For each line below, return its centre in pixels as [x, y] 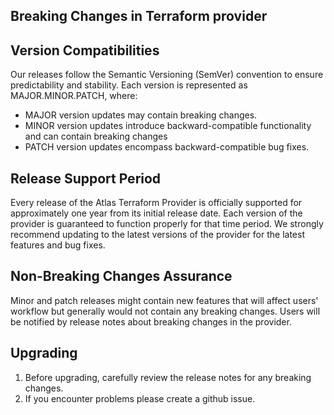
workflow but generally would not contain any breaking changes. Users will [165, 311]
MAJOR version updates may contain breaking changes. [141, 115]
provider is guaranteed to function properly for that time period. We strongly [167, 224]
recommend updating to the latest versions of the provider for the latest [157, 235]
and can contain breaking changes [96, 136]
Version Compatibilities [85, 50]
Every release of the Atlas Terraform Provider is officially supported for [156, 203]
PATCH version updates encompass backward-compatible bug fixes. [167, 147]
